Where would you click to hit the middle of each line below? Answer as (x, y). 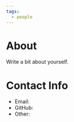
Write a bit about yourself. (37, 62)
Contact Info (37, 86)
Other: (22, 114)
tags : (13, 11)
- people (22, 17)
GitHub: (24, 108)
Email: (22, 102)
